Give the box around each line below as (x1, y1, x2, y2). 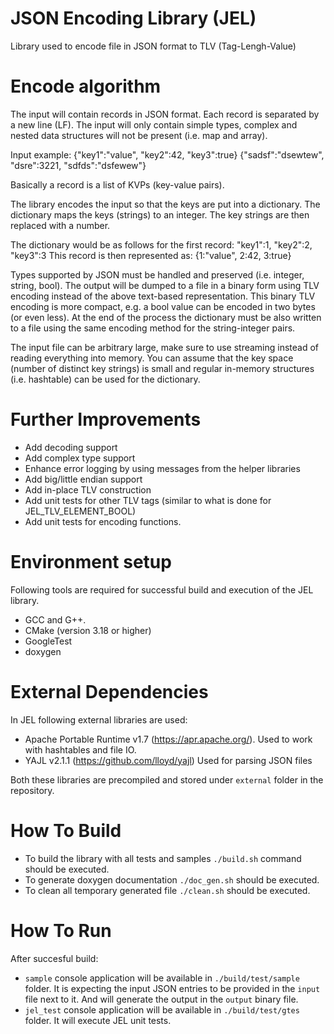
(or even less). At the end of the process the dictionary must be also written (10, 311, 322, 323)
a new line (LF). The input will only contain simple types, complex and (10, 118, 298, 131)
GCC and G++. (24, 613, 87, 626)
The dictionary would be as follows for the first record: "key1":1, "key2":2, (10, 238, 313, 251)
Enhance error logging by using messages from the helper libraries (24, 462, 301, 474)
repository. (10, 784, 55, 796)
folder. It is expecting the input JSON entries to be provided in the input (24, 982, 321, 994)
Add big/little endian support (24, 473, 143, 485)
